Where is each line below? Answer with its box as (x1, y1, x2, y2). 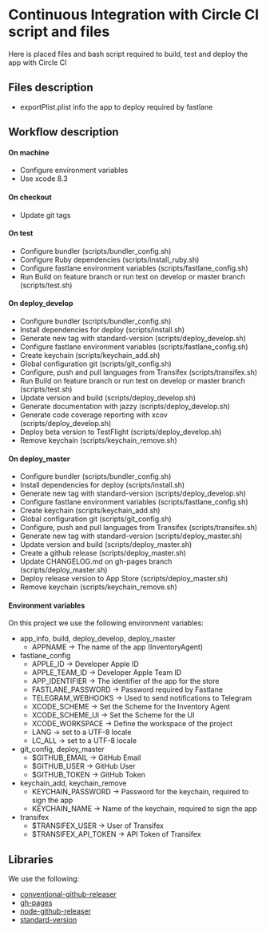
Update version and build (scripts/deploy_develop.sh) (19, 392, 197, 402)
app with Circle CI (8, 58, 67, 67)
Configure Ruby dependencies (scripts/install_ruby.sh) (19, 255, 200, 264)
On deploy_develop (8, 299, 73, 308)
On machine (8, 147, 50, 157)
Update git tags (19, 210, 71, 219)
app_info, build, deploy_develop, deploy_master (19, 634, 176, 644)
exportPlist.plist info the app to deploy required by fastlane (19, 102, 213, 111)
